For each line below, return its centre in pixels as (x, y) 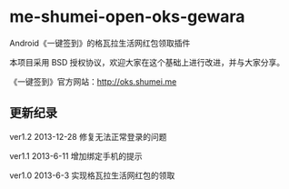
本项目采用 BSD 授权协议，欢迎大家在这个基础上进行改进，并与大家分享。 (147, 62)
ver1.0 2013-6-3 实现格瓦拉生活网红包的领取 (92, 175)
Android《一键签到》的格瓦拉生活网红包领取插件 (100, 43)
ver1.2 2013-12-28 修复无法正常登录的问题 (88, 136)
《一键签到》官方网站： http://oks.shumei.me (93, 81)
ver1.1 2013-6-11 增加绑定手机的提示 (76, 155)
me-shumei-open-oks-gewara (127, 17)
